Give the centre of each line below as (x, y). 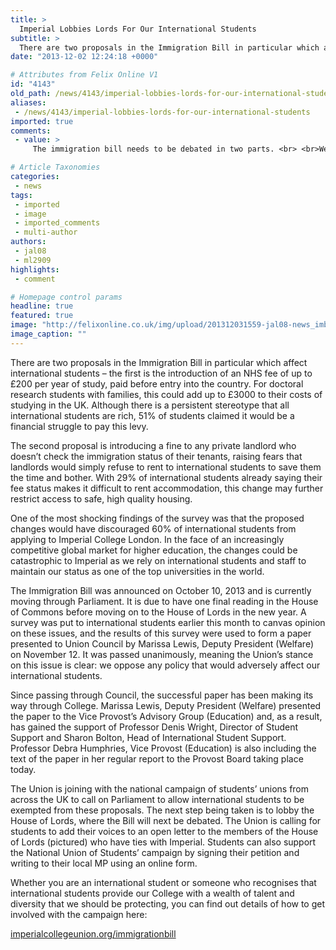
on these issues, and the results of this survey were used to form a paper (161, 633)
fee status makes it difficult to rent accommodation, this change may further (167, 488)
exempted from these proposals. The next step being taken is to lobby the (162, 810)
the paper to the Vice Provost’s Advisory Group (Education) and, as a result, (166, 716)
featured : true (42, 316)
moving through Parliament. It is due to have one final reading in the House (164, 601)
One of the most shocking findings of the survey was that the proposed (157, 518)
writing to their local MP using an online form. (104, 863)
